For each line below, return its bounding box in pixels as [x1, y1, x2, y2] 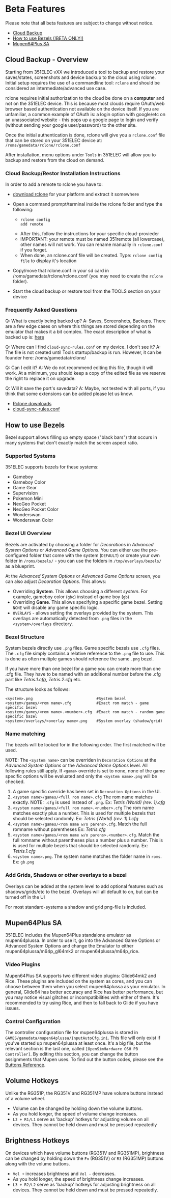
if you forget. [20, 247, 47, 253]
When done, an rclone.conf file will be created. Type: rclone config [20, 253, 163, 259]
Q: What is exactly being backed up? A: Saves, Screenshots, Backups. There [5, 318, 166, 324]
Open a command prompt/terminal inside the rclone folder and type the [12, 201, 163, 207]
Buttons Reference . [5, 1062, 46, 1068]
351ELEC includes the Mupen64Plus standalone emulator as [5, 932, 131, 938]
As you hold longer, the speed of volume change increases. [12, 1110, 137, 1117]
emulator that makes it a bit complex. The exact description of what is [5, 329, 152, 335]
